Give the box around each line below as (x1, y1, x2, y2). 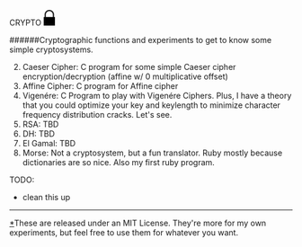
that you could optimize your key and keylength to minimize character (22, 100, 281, 110)
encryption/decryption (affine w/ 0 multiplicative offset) (22, 71, 229, 82)
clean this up (22, 192, 70, 202)
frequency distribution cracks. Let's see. (22, 110, 173, 119)
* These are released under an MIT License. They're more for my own (9, 217, 267, 228)
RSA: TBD (22, 119, 59, 129)
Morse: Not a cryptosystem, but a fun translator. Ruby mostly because (22, 147, 283, 158)
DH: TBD (22, 128, 56, 139)
